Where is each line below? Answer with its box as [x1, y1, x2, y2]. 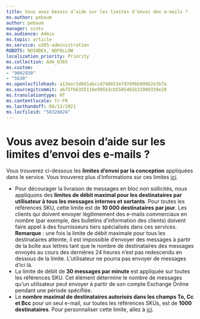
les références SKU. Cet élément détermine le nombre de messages [14, 274, 182, 281]
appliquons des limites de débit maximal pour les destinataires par [14, 192, 182, 199]
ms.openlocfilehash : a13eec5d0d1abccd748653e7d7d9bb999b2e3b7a [6, 81, 167, 87]
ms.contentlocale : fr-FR [6, 98, 68, 104]
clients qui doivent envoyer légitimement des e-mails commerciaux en [14, 211, 187, 218]
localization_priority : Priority [6, 53, 90, 59]
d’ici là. [14, 262, 33, 269]
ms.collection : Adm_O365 [6, 59, 68, 65]
